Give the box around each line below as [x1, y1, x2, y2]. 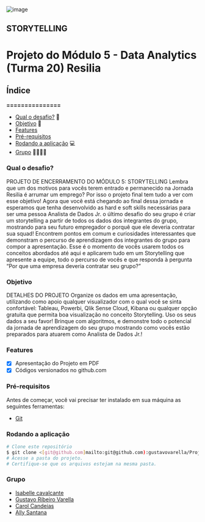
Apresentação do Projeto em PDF [15, 360, 99, 367]
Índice [6, 85, 31, 95]
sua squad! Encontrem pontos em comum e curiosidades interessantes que [6, 229, 196, 237]
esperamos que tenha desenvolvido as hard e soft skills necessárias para [6, 204, 191, 211]
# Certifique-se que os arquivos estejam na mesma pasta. [6, 461, 157, 467]
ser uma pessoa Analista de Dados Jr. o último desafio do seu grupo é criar [6, 210, 196, 217]
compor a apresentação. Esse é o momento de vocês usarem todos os [6, 242, 184, 250]
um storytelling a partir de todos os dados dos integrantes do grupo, [6, 217, 178, 224]
